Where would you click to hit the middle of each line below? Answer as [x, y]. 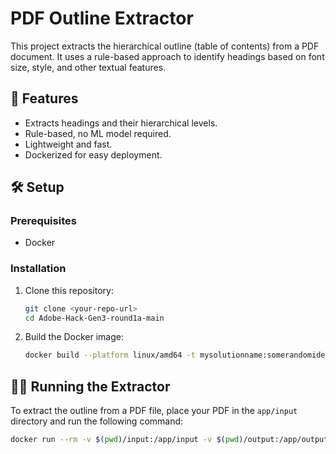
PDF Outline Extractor [102, 18]
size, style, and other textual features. [88, 67]
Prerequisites [43, 221]
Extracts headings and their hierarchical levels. [121, 123]
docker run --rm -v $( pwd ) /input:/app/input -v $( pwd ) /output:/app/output [169, 440]
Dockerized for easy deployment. [93, 154]
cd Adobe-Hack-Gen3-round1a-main [94, 318]
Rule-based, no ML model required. [98, 133]
